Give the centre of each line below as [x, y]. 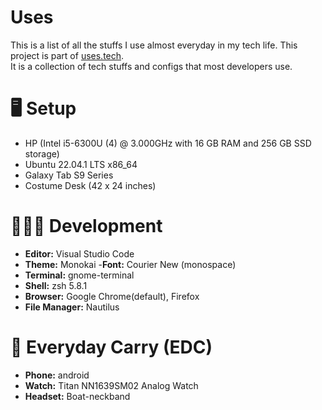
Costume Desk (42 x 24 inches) [90, 185]
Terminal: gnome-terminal [79, 275]
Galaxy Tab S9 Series [69, 175]
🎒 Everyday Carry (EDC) [111, 347]
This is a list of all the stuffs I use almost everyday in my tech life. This [154, 45]
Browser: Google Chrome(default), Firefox [112, 296]
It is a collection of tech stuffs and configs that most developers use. [151, 66]
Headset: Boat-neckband [77, 396]
